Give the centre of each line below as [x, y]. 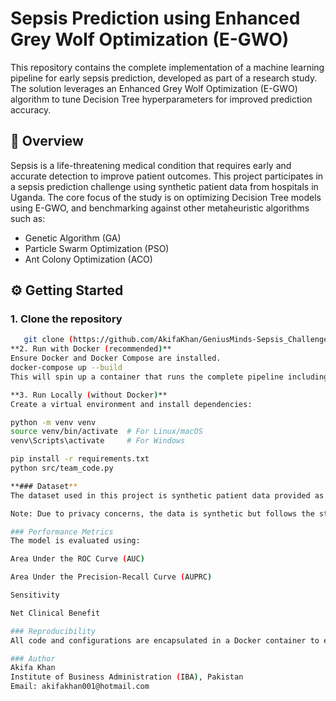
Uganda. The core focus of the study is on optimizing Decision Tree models [166, 197]
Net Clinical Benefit [55, 613]
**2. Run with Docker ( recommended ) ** [91, 349]
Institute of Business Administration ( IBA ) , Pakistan [127, 677]
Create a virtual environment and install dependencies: [131, 404]
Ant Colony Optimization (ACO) [88, 259]
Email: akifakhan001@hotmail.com [80, 687]
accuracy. [31, 109]
